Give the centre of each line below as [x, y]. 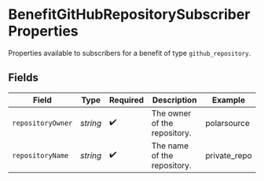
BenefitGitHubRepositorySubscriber [129, 15]
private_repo [229, 155]
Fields [24, 78]
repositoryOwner [42, 123]
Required [126, 100]
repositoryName [40, 155]
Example [229, 100]
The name [170, 146]
